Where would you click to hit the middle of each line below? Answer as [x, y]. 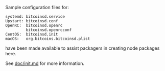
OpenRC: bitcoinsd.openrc [34, 25]
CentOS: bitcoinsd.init [32, 34]
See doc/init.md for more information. [45, 63]
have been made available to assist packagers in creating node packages [82, 48]
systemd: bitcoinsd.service [35, 17]
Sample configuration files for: [37, 7]
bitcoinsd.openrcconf [49, 30]
